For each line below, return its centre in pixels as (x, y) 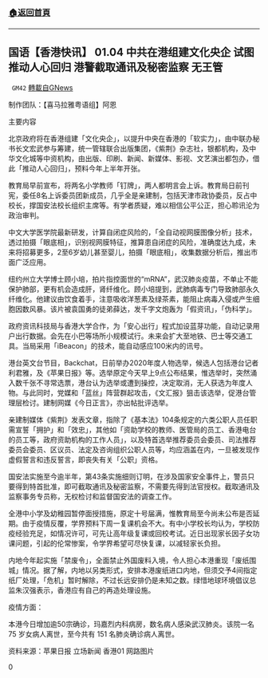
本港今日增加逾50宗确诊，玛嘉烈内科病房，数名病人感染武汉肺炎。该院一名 (132, 625)
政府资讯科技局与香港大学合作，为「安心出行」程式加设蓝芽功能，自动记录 (130, 326)
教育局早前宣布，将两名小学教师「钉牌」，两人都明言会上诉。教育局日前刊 (129, 186)
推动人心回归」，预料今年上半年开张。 (83, 168)
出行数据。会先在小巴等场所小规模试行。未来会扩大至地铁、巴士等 (123, 336)
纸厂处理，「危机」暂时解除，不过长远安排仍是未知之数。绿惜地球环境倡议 (129, 581)
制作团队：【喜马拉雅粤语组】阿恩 (63, 104)
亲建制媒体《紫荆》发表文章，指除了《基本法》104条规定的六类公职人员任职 (133, 420)
